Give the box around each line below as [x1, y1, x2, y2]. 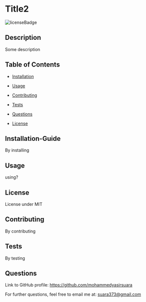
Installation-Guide [5, 134, 61, 143]
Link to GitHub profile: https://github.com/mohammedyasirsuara [5, 282, 133, 288]
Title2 [5, 3, 29, 15]
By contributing [5, 228, 36, 234]
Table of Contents [5, 61, 60, 69]
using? [5, 174, 18, 180]
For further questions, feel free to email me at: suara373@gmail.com [5, 291, 141, 297]
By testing [5, 255, 25, 261]
